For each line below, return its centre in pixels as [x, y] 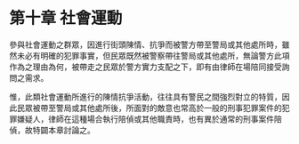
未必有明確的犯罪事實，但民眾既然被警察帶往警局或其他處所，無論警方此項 [153, 55]
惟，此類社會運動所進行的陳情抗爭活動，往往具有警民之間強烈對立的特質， [145, 96]
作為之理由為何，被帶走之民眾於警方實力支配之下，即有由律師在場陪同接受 [145, 67]
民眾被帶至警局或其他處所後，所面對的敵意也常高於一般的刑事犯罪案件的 [149, 108]
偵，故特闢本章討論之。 [52, 130]
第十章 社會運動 [66, 18]
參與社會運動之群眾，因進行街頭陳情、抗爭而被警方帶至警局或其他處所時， [145, 44]
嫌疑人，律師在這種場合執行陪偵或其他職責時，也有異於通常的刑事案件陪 [149, 119]
